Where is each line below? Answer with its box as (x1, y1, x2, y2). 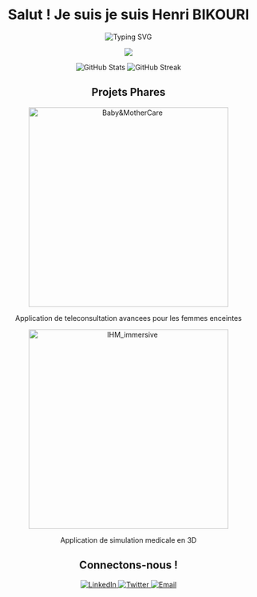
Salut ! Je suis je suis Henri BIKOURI (7, 6, 250, 24)
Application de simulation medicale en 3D (60, 535, 197, 544)
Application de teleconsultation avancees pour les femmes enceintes (15, 313, 242, 322)
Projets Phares (91, 85, 166, 99)
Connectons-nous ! (79, 559, 178, 572)
